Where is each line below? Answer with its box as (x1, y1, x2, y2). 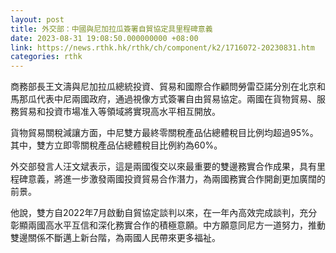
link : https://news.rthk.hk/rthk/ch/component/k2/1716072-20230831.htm (10, 42, 315, 53)
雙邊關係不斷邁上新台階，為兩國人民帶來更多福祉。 (10, 232, 221, 244)
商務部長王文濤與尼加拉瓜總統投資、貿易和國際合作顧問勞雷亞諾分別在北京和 (10, 81, 326, 93)
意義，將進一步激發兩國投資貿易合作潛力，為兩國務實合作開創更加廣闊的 (27, 173, 326, 185)
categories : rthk (10, 52, 83, 62)
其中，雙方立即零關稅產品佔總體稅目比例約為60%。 (10, 139, 223, 151)
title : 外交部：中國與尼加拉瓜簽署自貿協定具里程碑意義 (10, 24, 213, 34)
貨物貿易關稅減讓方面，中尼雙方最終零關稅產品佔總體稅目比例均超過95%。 (10, 127, 319, 139)
